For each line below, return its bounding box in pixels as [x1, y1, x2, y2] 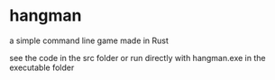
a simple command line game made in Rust [9, 35, 170, 46]
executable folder [9, 62, 75, 73]
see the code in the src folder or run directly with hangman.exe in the [9, 52, 266, 63]
